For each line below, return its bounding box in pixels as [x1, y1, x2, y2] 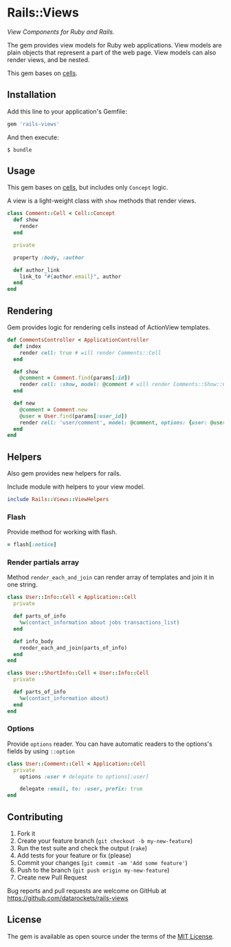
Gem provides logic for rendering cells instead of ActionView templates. [7, 323, 211, 332]
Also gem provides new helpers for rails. [7, 469, 122, 478]
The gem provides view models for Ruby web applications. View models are [7, 41, 222, 49]
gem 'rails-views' [7, 121, 60, 128]
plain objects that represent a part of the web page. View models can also [7, 48, 217, 57]
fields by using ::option [7, 746, 76, 755]
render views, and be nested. [7, 55, 90, 63]
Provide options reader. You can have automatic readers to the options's [7, 740, 213, 748]
